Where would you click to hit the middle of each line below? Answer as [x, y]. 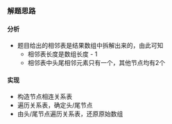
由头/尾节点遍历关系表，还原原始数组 [70, 114]
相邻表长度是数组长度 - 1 [62, 54]
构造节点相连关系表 [45, 97]
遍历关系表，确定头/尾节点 [55, 105]
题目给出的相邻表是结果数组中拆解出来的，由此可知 [90, 46]
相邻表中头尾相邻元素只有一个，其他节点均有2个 [96, 63]
